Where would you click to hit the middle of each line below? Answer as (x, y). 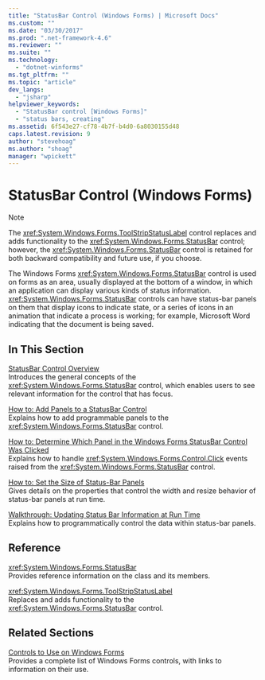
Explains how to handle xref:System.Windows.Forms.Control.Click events (128, 459)
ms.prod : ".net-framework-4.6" (60, 38)
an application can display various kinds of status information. (110, 290)
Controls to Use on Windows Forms (66, 652)
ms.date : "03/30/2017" (46, 30)
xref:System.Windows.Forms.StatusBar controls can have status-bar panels (132, 299)
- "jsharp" (33, 97)
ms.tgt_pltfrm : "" (39, 75)
